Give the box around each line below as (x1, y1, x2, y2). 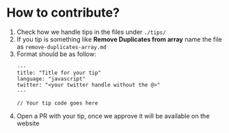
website (16, 119, 40, 127)
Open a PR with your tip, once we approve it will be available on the (16, 112, 210, 120)
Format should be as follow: (16, 50, 97, 58)
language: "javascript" (16, 75, 86, 82)
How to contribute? (6, 5, 120, 21)
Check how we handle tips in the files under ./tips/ (16, 28, 166, 36)
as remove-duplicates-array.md (16, 42, 107, 51)
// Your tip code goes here (16, 99, 98, 107)
